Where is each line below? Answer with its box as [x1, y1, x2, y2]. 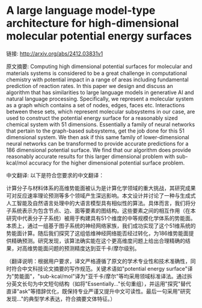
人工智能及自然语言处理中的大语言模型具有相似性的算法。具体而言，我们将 [6, 200, 191, 207]
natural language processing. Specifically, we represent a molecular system [6, 95, 194, 102]
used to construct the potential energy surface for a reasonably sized [6, 114, 179, 121]
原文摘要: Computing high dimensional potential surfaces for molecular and [6, 63, 192, 70]
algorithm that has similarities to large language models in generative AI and [6, 89, 194, 96]
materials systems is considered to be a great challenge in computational [6, 69, 188, 77]
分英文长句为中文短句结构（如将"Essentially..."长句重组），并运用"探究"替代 [6, 280, 191, 287]
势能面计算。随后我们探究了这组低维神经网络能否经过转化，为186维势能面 [6, 230, 189, 237]
